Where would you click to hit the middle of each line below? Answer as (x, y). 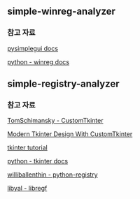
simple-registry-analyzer (64, 84)
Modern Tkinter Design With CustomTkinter (70, 134)
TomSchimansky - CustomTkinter (55, 121)
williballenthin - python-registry (52, 175)
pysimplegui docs (33, 48)
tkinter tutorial (27, 148)
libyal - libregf (27, 189)
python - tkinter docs (38, 161)
